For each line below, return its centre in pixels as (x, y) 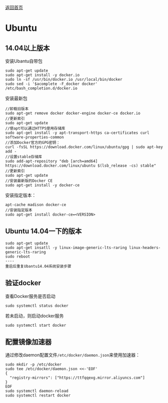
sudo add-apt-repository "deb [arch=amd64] (52, 161)
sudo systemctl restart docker (38, 395)
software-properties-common (35, 137)
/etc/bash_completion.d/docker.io (41, 88)
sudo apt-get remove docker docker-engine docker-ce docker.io (73, 113)
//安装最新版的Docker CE (29, 181)
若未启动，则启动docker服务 (34, 316)
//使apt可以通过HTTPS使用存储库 (35, 128)
